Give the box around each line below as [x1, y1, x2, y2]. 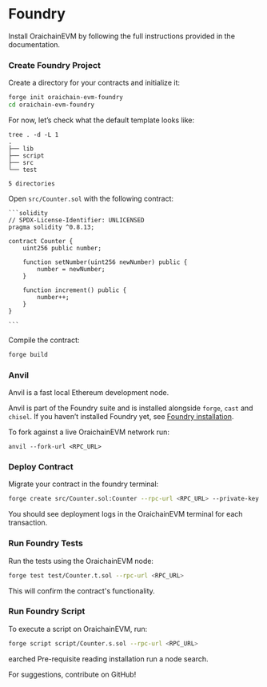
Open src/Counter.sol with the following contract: [8, 194, 174, 203]
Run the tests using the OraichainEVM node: [8, 556, 154, 565]
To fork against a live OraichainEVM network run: [8, 427, 170, 437]
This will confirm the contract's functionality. [8, 585, 156, 596]
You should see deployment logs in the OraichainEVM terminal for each [8, 509, 243, 519]
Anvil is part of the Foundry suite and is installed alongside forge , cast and [8, 403, 253, 413]
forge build [8, 350, 48, 358]
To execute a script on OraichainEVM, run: [8, 624, 148, 633]
